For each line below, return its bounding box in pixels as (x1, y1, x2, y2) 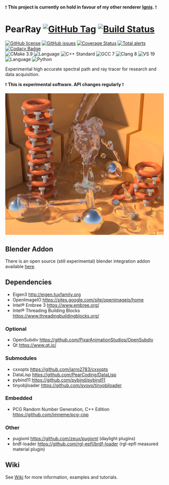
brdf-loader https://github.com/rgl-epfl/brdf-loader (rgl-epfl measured (12, 441, 158, 447)
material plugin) (12, 446, 45, 452)
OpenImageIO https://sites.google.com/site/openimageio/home (12, 296, 144, 303)
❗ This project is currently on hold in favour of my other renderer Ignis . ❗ (5, 4, 157, 10)
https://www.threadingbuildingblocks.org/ (12, 312, 100, 318)
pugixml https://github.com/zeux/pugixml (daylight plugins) (12, 436, 136, 442)
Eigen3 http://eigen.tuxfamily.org (12, 291, 81, 297)
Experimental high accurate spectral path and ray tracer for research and (5, 66, 157, 72)
